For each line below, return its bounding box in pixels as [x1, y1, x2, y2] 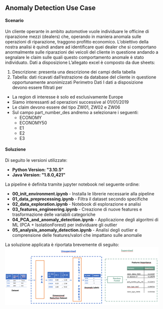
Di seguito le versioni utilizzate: [5, 157, 68, 163]
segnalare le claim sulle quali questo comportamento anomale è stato [5, 54, 145, 60]
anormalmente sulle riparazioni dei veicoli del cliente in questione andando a [5, 49, 159, 55]
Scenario [5, 17, 24, 23]
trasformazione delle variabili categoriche [12, 212, 96, 217]
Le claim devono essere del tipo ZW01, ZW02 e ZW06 [12, 104, 121, 110]
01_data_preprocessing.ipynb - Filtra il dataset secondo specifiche [12, 196, 148, 202]
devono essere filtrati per [12, 84, 63, 90]
